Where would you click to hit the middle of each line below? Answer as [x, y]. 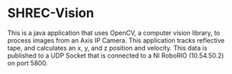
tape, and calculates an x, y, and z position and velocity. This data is [107, 48]
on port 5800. [27, 63]
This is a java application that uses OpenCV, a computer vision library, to [114, 33]
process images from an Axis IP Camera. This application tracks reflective [116, 40]
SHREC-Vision [51, 13]
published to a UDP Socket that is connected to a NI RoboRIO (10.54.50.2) [116, 55]
